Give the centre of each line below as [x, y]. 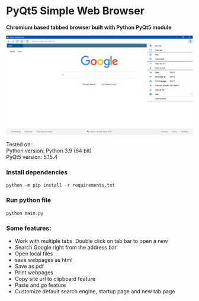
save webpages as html [44, 260]
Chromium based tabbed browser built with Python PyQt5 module [89, 27]
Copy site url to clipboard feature [55, 279]
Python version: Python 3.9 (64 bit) [49, 151]
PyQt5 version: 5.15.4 [32, 157]
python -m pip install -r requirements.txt [61, 185]
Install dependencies [37, 172]
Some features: [29, 228]
